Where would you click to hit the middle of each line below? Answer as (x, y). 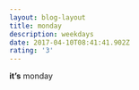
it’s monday (31, 76)
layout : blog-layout (48, 17)
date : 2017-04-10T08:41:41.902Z (69, 42)
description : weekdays (52, 34)
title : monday (36, 26)
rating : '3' (31, 51)
